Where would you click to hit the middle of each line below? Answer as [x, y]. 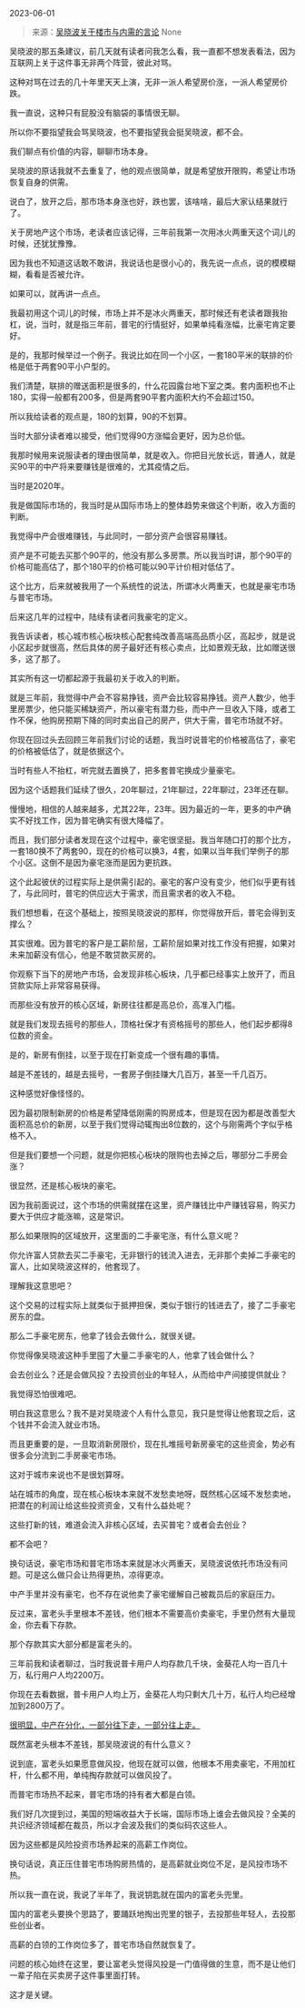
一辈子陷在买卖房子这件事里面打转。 [77, 1975]
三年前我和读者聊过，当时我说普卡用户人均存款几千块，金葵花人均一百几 [144, 1663]
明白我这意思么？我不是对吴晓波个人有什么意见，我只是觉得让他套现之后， [148, 1413]
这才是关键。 [33, 1994]
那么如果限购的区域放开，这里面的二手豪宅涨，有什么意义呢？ [125, 1236]
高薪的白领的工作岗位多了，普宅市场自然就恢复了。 [105, 1944]
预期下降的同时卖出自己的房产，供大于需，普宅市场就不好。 [176, 720]
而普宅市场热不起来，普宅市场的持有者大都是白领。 [105, 1794]
